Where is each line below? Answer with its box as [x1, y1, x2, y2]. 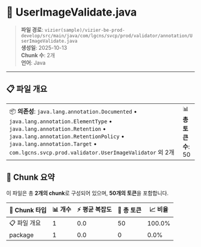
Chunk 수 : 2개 [20, 51, 56, 59]
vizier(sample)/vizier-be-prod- [44, 27, 126, 33]
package [9, 231, 34, 239]
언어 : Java [20, 59, 46, 66]
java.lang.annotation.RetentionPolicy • [9, 132, 124, 140]
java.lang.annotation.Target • [9, 139, 98, 148]
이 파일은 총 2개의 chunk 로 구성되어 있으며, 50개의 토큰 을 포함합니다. [6, 189, 169, 197]
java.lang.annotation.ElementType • [9, 117, 112, 125]
